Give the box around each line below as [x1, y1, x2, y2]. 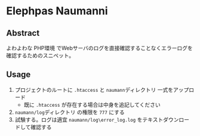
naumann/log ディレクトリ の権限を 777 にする [14, 109, 125, 116]
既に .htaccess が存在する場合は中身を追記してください [23, 101, 161, 108]
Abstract [6, 28, 40, 38]
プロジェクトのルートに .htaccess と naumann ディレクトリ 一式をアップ [14, 86, 189, 93]
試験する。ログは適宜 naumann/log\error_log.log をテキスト [14, 116, 164, 123]
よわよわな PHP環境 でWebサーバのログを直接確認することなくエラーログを [6, 45, 193, 51]
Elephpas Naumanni [6, 4, 109, 18]
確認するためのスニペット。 [6, 52, 75, 59]
